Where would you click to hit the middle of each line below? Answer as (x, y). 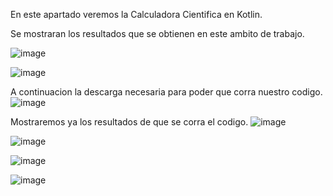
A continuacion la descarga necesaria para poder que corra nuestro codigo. (166, 92)
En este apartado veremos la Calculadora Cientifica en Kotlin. (136, 14)
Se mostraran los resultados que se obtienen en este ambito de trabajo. (157, 33)
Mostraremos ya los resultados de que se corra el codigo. (129, 122)
